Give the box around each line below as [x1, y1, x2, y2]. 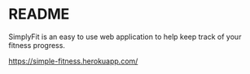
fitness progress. [8, 40, 65, 50]
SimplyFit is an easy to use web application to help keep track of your [8, 32, 242, 41]
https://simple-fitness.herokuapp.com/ [8, 56, 138, 66]
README [8, 5, 70, 24]
